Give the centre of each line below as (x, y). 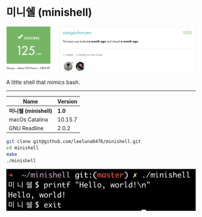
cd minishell (23, 148)
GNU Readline (26, 128)
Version (67, 101)
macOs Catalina (28, 120)
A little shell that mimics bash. (43, 83)
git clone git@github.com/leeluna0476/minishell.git (74, 142)
